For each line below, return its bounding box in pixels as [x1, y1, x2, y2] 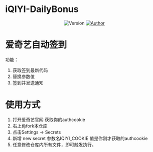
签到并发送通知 [12, 79, 44, 85]
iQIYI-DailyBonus [5, 3, 79, 15]
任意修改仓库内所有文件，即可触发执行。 [12, 141, 96, 147]
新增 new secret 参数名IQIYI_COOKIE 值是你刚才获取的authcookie [12, 135, 148, 141]
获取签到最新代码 [12, 67, 48, 73]
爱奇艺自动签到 [5, 39, 67, 50]
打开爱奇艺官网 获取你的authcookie [12, 116, 85, 122]
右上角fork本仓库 [12, 122, 48, 128]
